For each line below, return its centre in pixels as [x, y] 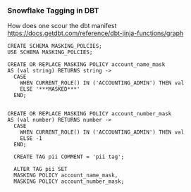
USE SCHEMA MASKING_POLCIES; [50, 52]
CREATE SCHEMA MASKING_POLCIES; [55, 46]
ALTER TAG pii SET [41, 169]
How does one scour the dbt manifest [62, 26]
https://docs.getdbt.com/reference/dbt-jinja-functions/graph [95, 33]
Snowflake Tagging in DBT [53, 11]
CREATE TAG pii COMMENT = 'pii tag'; [69, 157]
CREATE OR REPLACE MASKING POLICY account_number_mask [90, 114]
